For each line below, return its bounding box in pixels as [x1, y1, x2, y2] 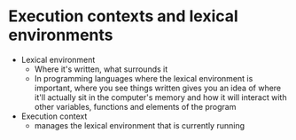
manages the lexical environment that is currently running [34, 120, 245, 130]
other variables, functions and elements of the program [34, 101, 237, 112]
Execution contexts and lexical [8, 6, 238, 27]
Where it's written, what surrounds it [34, 64, 168, 74]
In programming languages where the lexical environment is [34, 73, 253, 83]
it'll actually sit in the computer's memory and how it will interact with [34, 91, 287, 103]
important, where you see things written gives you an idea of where [34, 82, 282, 93]
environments [8, 25, 113, 45]
